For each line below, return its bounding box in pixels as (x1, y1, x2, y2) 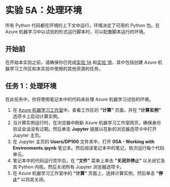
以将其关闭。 (21, 176, 48, 182)
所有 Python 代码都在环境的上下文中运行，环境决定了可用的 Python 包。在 (5, 22, 160, 28)
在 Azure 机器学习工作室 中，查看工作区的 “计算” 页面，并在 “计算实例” (12, 107, 161, 113)
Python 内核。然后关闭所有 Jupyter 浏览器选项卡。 (18, 164, 124, 170)
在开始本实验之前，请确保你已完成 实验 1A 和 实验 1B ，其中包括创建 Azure (5, 59, 157, 65)
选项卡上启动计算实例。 (12, 113, 62, 119)
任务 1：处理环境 (5, 82, 57, 90)
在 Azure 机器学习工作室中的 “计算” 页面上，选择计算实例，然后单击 (12, 170, 155, 176)
